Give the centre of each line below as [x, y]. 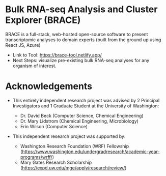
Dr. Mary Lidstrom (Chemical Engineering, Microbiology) [79, 121]
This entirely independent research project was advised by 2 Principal [86, 100]
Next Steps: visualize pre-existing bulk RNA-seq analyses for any [81, 60]
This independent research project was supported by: [69, 136]
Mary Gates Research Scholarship [56, 162]
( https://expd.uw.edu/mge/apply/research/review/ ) [73, 168]
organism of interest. [34, 66]
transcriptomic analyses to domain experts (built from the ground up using [83, 40]
